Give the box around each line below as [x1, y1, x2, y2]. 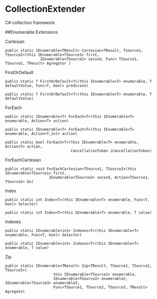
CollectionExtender [5, 3, 86, 15]
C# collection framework [5, 20, 55, 25]
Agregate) [5, 289, 25, 294]
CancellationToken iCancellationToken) [70, 148, 152, 153]
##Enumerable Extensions [5, 29, 58, 35]
